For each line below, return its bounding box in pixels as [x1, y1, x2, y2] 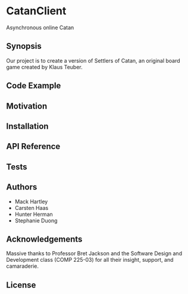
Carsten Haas [14, 204, 49, 211]
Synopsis [6, 41, 42, 51]
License [6, 280, 36, 290]
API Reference [6, 141, 61, 151]
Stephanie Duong [14, 216, 58, 224]
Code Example [6, 81, 61, 91]
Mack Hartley [14, 198, 48, 205]
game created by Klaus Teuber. [6, 63, 83, 70]
